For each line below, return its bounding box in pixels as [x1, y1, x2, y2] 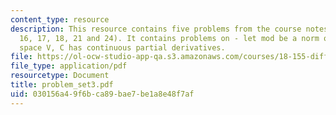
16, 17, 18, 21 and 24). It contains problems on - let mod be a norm [19, 33, 320, 43]
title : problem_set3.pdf [10, 80, 114, 90]
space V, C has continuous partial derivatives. [19, 42, 226, 53]
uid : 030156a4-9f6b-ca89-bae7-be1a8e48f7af [10, 89, 195, 99]
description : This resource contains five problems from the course [10, 24, 302, 34]
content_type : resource [10, 14, 110, 25]
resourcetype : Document [10, 71, 110, 81]
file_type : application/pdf [10, 61, 128, 71]
